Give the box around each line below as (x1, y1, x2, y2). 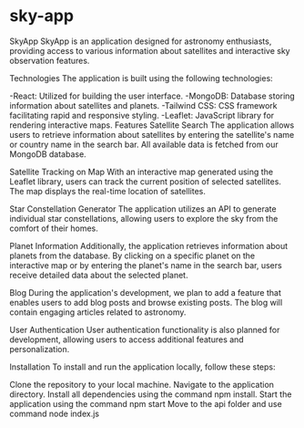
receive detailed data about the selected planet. (9, 269, 188, 280)
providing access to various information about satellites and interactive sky (9, 45, 290, 56)
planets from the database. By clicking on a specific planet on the (9, 250, 256, 261)
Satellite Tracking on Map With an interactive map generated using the (9, 166, 274, 177)
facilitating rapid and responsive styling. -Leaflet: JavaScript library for (9, 110, 275, 120)
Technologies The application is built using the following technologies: (9, 72, 273, 83)
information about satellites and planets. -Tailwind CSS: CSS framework (9, 99, 278, 110)
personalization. (9, 343, 70, 354)
